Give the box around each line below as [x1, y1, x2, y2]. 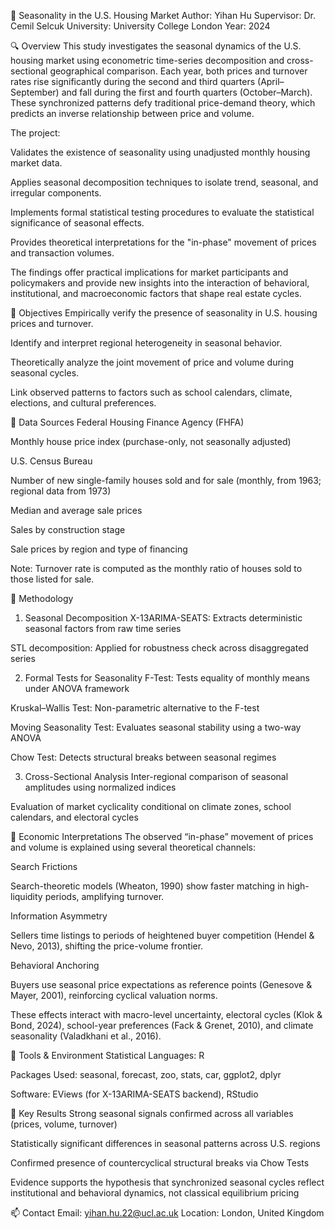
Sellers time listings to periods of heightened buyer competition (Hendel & [10, 930, 315, 941]
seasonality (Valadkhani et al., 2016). [10, 1030, 162, 1042]
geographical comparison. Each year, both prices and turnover [49, 65, 308, 77]
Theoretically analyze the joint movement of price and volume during [10, 356, 295, 368]
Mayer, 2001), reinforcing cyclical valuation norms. [10, 990, 218, 1001]
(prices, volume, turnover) [10, 1118, 118, 1130]
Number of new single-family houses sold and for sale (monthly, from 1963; [10, 475, 322, 486]
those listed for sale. [10, 573, 95, 585]
